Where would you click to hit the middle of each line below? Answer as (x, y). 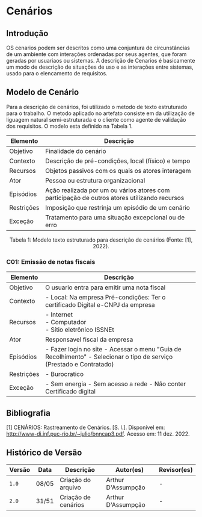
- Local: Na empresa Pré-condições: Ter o (105, 298)
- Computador (66, 322)
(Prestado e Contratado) (79, 365)
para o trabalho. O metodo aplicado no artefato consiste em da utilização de (101, 113)
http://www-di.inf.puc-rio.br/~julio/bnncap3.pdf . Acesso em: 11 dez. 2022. (98, 434)
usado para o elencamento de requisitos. (57, 73)
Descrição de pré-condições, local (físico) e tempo (118, 161)
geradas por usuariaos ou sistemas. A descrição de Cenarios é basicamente (101, 61)
